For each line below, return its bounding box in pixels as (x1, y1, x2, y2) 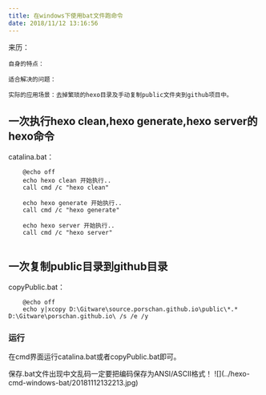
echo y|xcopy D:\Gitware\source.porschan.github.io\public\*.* (22, 305, 239, 313)
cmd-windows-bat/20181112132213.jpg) (8, 378, 139, 388)
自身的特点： (8, 59, 45, 68)
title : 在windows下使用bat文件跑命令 (8, 11, 123, 20)
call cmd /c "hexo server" (22, 229, 113, 237)
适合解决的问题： (8, 75, 57, 83)
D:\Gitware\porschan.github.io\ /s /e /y (8, 312, 149, 320)
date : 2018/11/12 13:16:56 (8, 19, 99, 27)
